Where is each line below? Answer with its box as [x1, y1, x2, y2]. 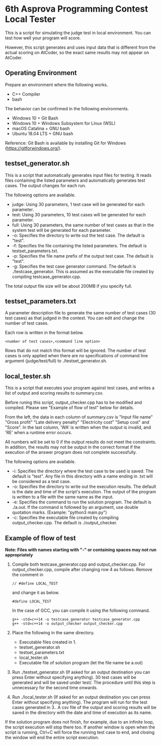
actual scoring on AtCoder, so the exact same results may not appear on [5, 50, 149, 55]
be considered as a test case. [12, 479, 71, 485]
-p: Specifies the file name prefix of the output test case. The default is [12, 253, 154, 259]
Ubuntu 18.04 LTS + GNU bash [12, 130, 73, 137]
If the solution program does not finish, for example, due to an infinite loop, [5, 719, 154, 725]
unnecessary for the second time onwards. [12, 685, 98, 691]
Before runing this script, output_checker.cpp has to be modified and [5, 399, 142, 405]
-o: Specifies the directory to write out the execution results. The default [12, 484, 156, 489]
